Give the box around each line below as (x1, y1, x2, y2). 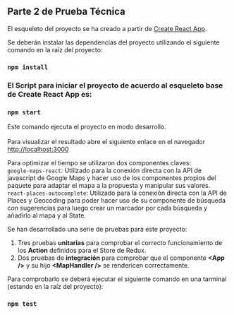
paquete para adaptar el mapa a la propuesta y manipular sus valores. (7, 181, 211, 189)
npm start (7, 108, 41, 116)
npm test (7, 299, 37, 308)
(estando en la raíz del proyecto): (7, 282, 104, 290)
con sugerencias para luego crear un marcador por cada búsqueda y (7, 203, 208, 212)
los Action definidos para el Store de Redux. (17, 246, 147, 254)
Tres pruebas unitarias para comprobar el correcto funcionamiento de (17, 238, 223, 246)
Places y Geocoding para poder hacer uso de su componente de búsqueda (7, 196, 226, 204)
